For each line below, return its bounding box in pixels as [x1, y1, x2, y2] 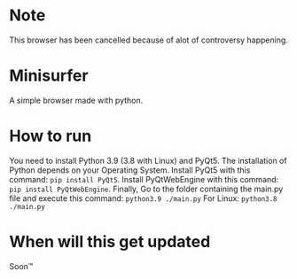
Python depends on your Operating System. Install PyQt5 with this [9, 165, 251, 175]
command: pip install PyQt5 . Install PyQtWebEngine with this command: [9, 174, 279, 184]
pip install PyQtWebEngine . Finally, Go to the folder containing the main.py [9, 183, 284, 194]
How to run [9, 126, 92, 146]
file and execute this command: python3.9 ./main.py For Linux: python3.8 [9, 192, 277, 204]
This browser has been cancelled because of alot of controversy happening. [9, 35, 288, 45]
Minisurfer [9, 66, 89, 86]
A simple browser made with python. [9, 95, 144, 105]
